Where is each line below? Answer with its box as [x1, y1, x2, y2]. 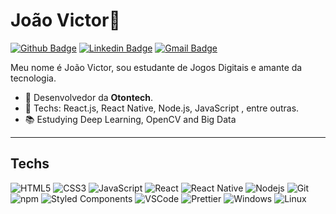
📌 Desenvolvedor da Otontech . [24, 91, 153, 103]
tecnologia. [10, 72, 57, 84]
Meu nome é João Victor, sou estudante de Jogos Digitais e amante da [10, 61, 303, 73]
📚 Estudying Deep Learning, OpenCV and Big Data [24, 113, 237, 125]
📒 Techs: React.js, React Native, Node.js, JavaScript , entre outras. [24, 102, 300, 114]
